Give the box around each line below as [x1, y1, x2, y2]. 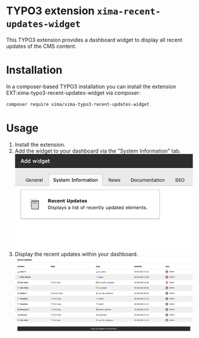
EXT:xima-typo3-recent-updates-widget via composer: [6, 89, 141, 96]
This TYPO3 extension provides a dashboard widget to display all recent [6, 36, 182, 43]
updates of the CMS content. [6, 43, 77, 50]
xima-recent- [97, 6, 161, 17]
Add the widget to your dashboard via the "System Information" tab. [14, 147, 181, 154]
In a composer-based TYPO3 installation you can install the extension [6, 83, 176, 90]
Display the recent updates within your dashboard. [14, 250, 138, 257]
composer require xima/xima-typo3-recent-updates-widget [6, 101, 150, 107]
